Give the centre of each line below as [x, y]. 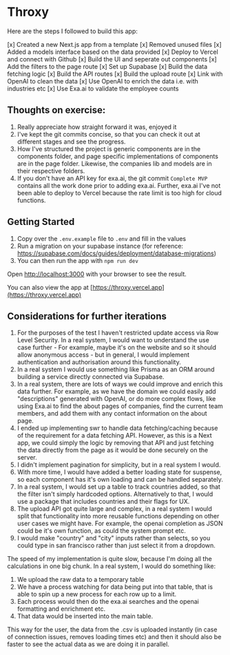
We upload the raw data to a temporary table [81, 580]
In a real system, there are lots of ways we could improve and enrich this [120, 384]
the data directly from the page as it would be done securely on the [113, 450]
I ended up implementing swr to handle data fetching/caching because [117, 428]
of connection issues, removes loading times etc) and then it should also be [114, 637]
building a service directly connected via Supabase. [91, 377]
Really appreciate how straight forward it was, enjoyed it [97, 127]
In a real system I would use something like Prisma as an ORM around [116, 369]
